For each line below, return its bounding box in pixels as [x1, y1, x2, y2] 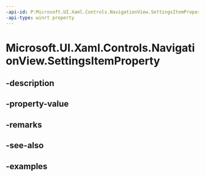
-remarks [6, 120, 42, 130]
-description [6, 78, 54, 88]
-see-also [6, 140, 44, 151]
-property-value [6, 99, 69, 109]
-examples [6, 161, 48, 172]
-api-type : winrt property [6, 15, 75, 21]
